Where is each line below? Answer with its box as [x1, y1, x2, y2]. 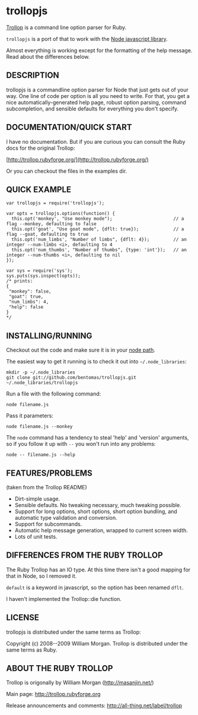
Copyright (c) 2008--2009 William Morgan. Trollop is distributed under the [6, 640, 188, 647]
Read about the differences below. [6, 53, 90, 60]
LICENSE [6, 613, 40, 623]
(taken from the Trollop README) [6, 484, 87, 491]
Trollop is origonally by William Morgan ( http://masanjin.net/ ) [6, 679, 154, 686]
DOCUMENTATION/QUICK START [6, 122, 132, 132]
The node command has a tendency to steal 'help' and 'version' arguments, [6, 434, 189, 441]
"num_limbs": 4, [8, 299, 49, 305]
